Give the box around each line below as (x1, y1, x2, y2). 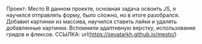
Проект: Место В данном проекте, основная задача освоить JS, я (6, 5, 176, 12)
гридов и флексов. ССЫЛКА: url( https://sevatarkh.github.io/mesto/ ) (6, 31, 177, 38)
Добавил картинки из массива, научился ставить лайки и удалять (6, 18, 177, 25)
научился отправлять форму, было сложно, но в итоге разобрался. (6, 11, 180, 19)
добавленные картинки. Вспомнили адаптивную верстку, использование (6, 24, 196, 31)
